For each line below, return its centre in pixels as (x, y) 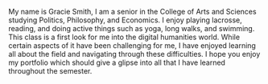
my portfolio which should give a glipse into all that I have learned (117, 62)
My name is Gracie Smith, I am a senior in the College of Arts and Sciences (132, 12)
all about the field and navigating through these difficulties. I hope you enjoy (134, 54)
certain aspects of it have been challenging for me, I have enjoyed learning (132, 46)
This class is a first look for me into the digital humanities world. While (124, 37)
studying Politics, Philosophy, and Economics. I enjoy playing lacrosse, (126, 20)
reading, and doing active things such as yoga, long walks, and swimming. (132, 28)
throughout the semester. (50, 71)
